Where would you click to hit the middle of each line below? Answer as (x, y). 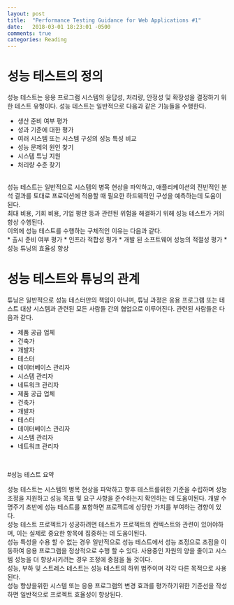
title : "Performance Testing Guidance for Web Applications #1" (104, 20)
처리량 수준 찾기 (39, 165)
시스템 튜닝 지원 (39, 156)
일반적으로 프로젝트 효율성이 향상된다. (72, 594)
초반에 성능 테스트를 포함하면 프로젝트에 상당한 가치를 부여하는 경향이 (120, 507)
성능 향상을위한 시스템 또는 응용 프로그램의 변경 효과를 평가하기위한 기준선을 (111, 586)
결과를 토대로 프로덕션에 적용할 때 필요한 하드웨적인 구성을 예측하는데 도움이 (118, 196)
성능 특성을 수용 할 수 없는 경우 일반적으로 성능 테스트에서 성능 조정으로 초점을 (114, 542)
